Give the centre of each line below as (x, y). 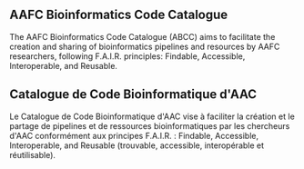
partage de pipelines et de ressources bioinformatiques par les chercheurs (150, 125)
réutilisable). (33, 154)
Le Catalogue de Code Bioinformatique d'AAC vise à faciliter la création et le (152, 116)
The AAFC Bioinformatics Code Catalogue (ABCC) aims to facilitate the (142, 36)
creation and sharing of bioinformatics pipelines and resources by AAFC (145, 46)
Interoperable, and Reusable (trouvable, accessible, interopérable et (137, 145)
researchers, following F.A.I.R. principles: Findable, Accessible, (127, 56)
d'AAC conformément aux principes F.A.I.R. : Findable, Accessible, (134, 135)
